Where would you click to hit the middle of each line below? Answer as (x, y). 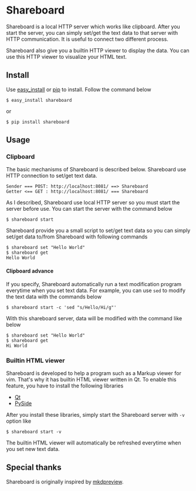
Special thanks (34, 468)
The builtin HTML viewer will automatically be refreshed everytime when (94, 443)
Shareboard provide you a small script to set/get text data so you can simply (98, 231)
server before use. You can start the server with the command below (89, 209)
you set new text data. (33, 449)
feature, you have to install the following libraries (65, 386)
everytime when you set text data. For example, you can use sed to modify (96, 290)
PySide (23, 403)
